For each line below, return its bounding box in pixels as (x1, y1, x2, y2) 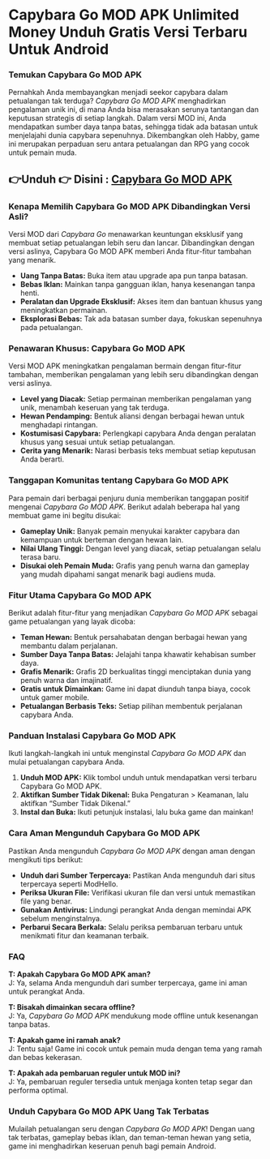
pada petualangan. (19, 323, 84, 333)
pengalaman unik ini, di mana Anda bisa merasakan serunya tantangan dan (8, 105, 259, 114)
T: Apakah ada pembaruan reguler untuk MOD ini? (8, 1068, 181, 1078)
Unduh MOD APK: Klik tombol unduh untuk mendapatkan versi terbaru (19, 773, 257, 783)
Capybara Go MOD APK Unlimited (8, 6, 239, 24)
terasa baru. (19, 552, 61, 561)
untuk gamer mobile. (19, 693, 90, 702)
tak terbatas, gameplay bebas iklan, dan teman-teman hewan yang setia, (8, 1133, 251, 1143)
